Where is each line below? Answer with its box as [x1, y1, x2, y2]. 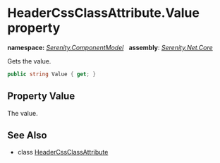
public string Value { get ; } [7, 71, 97, 78]
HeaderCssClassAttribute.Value [7, 5, 200, 21]
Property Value [7, 90, 75, 102]
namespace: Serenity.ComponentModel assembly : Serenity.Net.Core [7, 43, 213, 52]
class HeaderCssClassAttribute [17, 148, 109, 157]
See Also [7, 129, 47, 142]
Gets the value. [7, 56, 51, 65]
